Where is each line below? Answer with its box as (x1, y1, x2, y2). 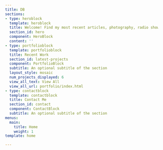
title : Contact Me (9, 98, 47, 102)
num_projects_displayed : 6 (9, 75, 64, 80)
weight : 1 (14, 129, 34, 134)
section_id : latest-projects (9, 57, 68, 62)
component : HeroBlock (9, 34, 53, 39)
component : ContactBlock (9, 106, 60, 112)
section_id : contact (9, 102, 51, 107)
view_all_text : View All (9, 79, 60, 84)
